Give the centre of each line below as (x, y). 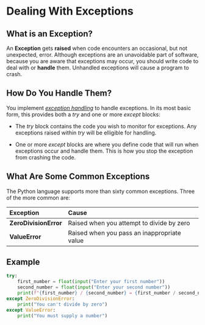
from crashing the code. (45, 157)
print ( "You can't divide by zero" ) (63, 304)
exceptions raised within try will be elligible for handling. (86, 133)
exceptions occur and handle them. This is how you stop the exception (104, 151)
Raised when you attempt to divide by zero (129, 223)
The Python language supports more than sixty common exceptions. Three (101, 191)
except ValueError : (31, 310)
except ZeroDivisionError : (41, 299)
